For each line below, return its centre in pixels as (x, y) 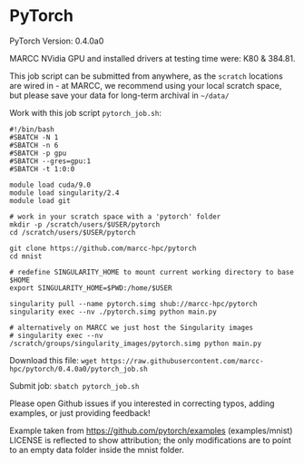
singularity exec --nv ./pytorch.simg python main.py (113, 312)
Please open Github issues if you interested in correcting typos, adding (142, 403)
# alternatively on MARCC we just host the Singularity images (132, 327)
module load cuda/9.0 (50, 185)
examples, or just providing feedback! (80, 412)
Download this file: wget (54, 360)
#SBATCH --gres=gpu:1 (50, 161)
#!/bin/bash (32, 129)
